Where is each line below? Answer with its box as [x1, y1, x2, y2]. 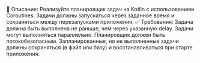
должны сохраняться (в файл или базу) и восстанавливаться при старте [6, 44, 193, 51]
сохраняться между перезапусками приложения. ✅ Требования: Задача [6, 18, 193, 25]
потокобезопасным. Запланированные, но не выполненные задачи [6, 37, 179, 45]
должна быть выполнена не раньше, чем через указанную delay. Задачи [6, 25, 194, 32]
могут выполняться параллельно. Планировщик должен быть [6, 31, 166, 38]
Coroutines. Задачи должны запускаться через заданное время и [6, 12, 175, 19]
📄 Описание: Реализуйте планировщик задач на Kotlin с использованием [6, 6, 195, 12]
